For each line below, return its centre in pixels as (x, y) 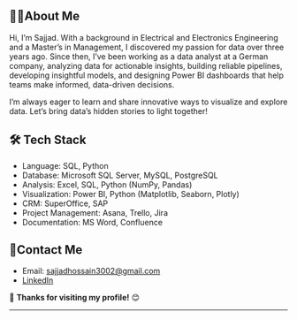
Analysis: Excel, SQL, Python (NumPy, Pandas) (107, 184)
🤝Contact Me (46, 250)
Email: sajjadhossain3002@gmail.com (91, 271)
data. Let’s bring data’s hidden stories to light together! (108, 110)
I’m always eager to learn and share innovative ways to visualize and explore (148, 102)
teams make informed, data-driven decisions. (92, 84)
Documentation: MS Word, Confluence (92, 222)
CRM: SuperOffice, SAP (65, 203)
